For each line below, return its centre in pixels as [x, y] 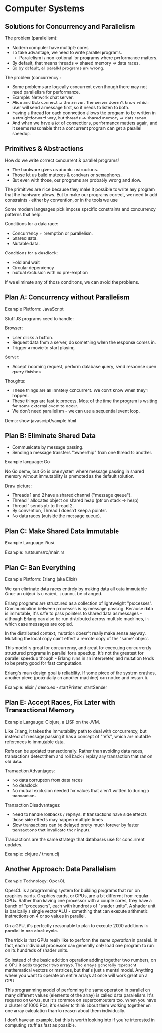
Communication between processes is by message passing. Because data [79, 609]
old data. [14, 761]
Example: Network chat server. [43, 97]
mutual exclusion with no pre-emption [50, 272]
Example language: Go [28, 462]
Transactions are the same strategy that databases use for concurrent [75, 839]
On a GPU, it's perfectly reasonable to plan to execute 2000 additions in [77, 925]
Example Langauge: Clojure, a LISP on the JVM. [52, 722]
